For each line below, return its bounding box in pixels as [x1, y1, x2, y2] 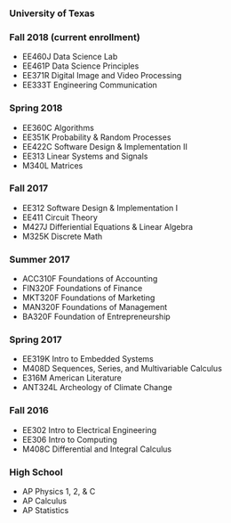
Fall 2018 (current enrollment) [9, 30, 140, 43]
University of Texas [9, 7, 95, 20]
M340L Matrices [21, 159, 84, 171]
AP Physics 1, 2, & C [21, 486, 96, 496]
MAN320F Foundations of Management [21, 302, 168, 313]
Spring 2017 [9, 333, 62, 346]
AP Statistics [21, 505, 69, 515]
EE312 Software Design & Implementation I [21, 202, 179, 213]
